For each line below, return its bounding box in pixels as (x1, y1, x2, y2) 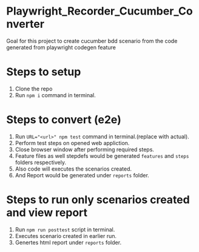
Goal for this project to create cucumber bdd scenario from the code (6, 37, 178, 44)
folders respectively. (15, 158, 67, 166)
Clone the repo (15, 85, 53, 92)
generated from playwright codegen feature (6, 44, 116, 51)
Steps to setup (6, 65, 81, 79)
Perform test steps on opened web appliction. (15, 139, 130, 146)
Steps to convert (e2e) (6, 113, 121, 127)
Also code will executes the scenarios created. (15, 165, 132, 172)
